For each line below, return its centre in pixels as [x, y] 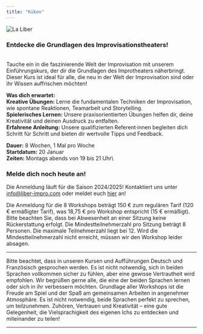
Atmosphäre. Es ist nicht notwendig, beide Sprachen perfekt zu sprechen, [98, 300]
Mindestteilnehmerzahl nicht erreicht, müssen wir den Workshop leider [95, 237]
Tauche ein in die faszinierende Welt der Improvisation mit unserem [90, 64]
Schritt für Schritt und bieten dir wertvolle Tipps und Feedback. [85, 133]
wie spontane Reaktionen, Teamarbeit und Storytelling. [75, 108]
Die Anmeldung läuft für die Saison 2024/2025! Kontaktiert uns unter [92, 187]
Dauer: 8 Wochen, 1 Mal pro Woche [50, 145]
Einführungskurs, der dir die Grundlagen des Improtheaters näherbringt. [96, 71]
